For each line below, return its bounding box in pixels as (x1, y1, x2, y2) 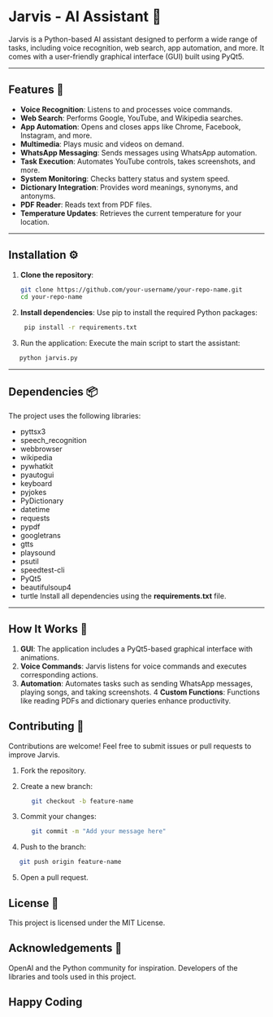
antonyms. (19, 191, 56, 200)
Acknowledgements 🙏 (8, 941, 123, 955)
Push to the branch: (19, 842, 87, 852)
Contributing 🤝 (8, 720, 84, 734)
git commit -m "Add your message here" (31, 827, 167, 835)
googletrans (19, 530, 61, 540)
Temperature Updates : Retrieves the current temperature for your (19, 208, 242, 218)
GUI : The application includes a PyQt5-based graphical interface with (19, 643, 253, 654)
